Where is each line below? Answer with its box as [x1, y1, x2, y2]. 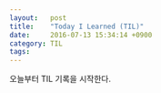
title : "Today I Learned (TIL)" [9, 22, 145, 31]
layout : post [9, 13, 67, 23]
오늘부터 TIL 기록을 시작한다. [9, 74, 112, 85]
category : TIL [9, 38, 64, 48]
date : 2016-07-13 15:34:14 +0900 [9, 30, 153, 39]
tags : [9, 47, 30, 57]
